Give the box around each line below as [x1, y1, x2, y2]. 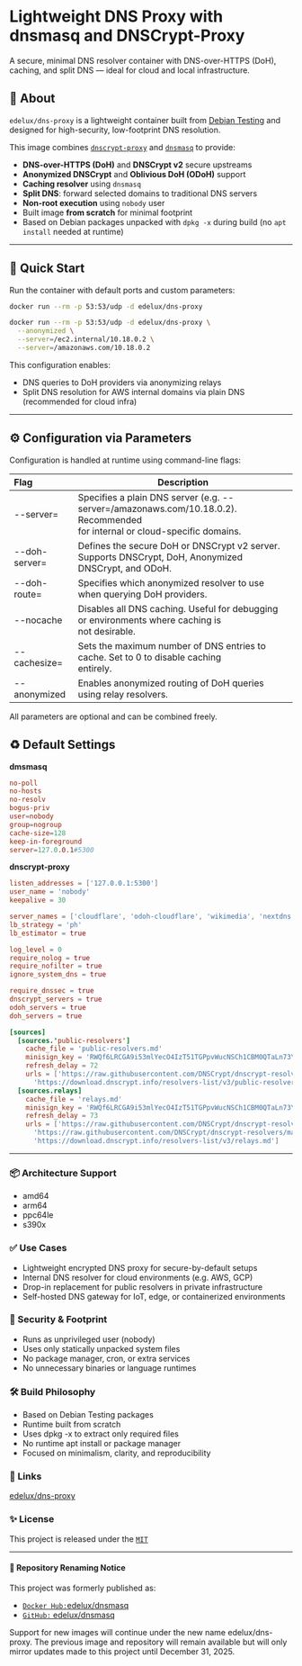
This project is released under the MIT [9, 1533, 148, 1544]
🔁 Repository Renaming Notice [9, 1562, 126, 1573]
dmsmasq [9, 761, 48, 771]
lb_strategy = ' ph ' [9, 920, 83, 929]
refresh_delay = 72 [25, 1061, 99, 1070]
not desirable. [77, 625, 137, 637]
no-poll [9, 779, 39, 788]
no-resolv [9, 795, 47, 805]
